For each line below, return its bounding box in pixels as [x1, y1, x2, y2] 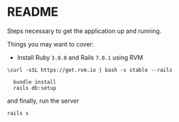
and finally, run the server [7, 97, 80, 105]
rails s [7, 110, 29, 117]
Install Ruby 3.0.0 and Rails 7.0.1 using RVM [16, 53, 143, 62]
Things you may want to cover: [7, 40, 94, 48]
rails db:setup [13, 84, 57, 91]
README [7, 4, 59, 20]
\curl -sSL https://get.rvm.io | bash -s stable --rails [7, 66, 173, 73]
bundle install [13, 78, 57, 86]
